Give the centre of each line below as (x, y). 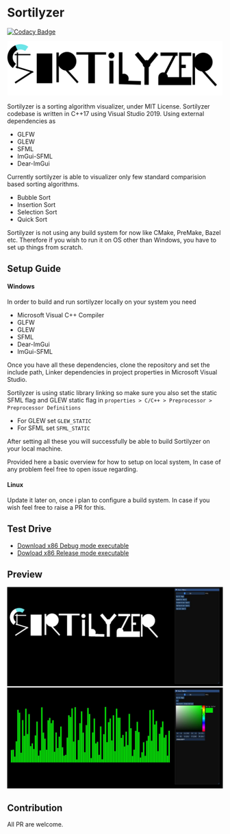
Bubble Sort (34, 197)
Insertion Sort (36, 205)
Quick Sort (32, 219)
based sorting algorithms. (43, 184)
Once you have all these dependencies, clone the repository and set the (108, 365)
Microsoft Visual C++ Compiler (61, 315)
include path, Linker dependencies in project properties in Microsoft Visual (112, 372)
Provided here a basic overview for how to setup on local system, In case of (114, 462)
